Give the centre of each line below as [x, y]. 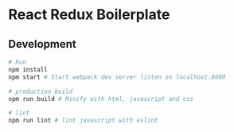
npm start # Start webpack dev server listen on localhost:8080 [117, 77]
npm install [28, 69]
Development [43, 44]
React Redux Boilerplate [89, 15]
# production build [41, 91]
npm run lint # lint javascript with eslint [83, 121]
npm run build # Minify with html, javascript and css [101, 99]
